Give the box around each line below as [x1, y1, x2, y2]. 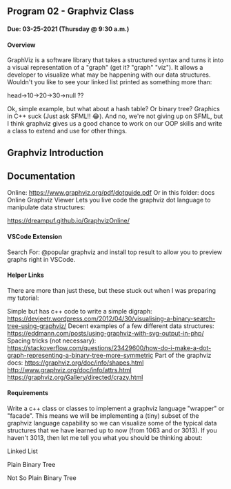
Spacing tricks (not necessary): [7, 336, 97, 345]
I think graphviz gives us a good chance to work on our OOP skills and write [7, 119, 223, 128]
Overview [7, 41, 36, 49]
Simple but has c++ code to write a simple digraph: [7, 307, 153, 315]
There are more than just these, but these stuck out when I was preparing [7, 286, 216, 294]
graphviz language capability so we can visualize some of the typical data [7, 419, 217, 427]
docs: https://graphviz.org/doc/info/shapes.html [7, 358, 144, 367]
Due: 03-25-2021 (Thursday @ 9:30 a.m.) [7, 24, 130, 33]
